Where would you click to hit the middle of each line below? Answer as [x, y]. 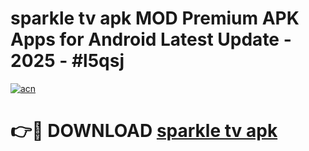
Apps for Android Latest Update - [151, 39]
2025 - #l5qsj [67, 61]
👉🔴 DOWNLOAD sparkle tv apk [144, 131]
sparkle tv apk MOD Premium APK [155, 18]
